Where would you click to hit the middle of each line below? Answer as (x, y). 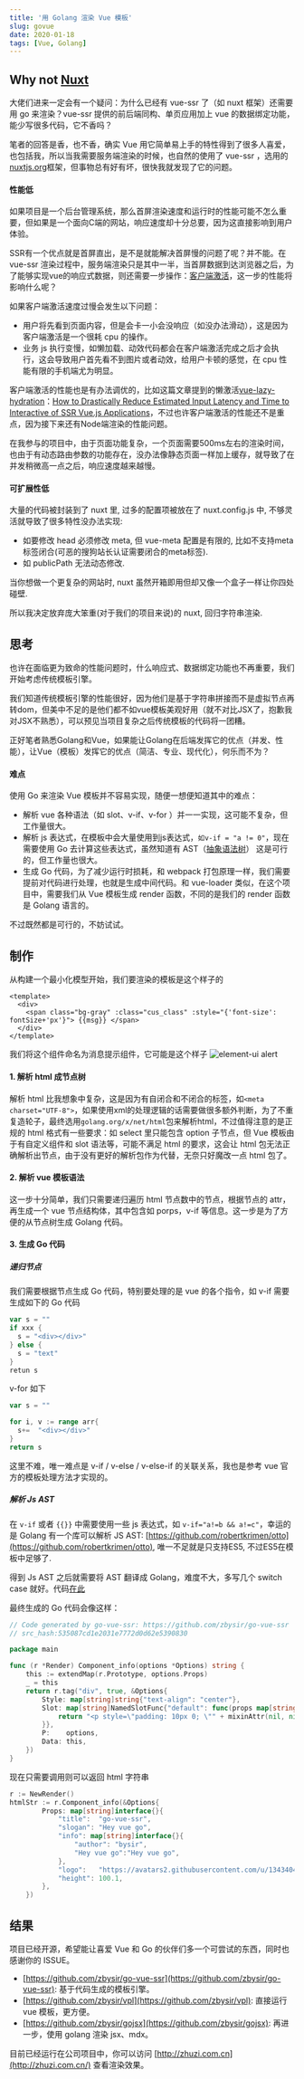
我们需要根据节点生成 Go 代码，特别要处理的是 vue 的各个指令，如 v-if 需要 (150, 1292)
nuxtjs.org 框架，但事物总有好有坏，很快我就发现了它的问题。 (123, 167)
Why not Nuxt (49, 79)
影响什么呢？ (33, 287)
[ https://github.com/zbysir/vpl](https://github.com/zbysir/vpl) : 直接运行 (155, 2000)
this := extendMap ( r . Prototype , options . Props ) (117, 1674)
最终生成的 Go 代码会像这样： (65, 1607)
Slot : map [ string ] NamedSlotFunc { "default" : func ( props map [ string (170, 1708)
